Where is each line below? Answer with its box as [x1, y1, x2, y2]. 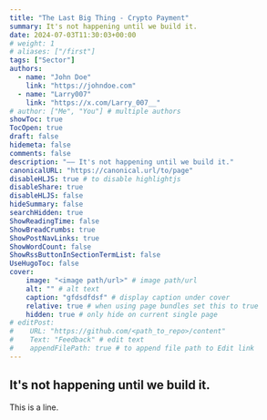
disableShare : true [9, 183, 84, 192]
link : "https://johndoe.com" [26, 81, 137, 90]
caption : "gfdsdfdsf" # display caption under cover [26, 292, 231, 302]
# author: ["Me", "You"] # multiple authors [9, 107, 181, 116]
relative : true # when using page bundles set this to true [26, 302, 259, 311]
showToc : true [9, 115, 64, 124]
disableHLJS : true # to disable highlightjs [9, 174, 181, 183]
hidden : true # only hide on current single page [26, 310, 219, 319]
